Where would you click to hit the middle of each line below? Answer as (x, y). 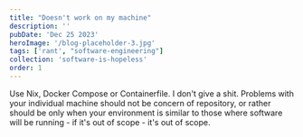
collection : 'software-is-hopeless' (78, 59)
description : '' (40, 26)
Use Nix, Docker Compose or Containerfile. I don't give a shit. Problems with (151, 93)
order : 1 (26, 68)
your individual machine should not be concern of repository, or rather (140, 103)
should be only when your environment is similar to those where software (146, 113)
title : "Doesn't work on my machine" (80, 18)
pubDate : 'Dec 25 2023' (54, 34)
